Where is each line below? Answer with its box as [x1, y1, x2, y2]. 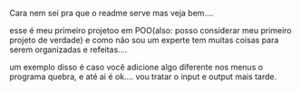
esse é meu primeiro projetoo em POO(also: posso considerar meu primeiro [9, 25, 292, 35]
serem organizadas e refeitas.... [9, 44, 128, 55]
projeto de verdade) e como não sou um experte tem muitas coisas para [9, 35, 279, 45]
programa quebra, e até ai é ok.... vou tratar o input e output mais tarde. [9, 71, 277, 82]
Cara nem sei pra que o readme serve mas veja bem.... [9, 8, 214, 18]
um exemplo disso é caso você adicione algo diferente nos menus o [9, 62, 264, 72]
